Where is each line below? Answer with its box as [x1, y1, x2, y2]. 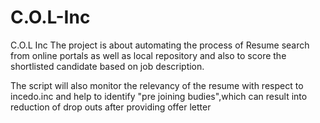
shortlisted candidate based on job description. [10, 60, 205, 72]
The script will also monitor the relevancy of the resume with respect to [10, 79, 304, 91]
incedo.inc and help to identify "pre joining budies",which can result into [10, 90, 308, 102]
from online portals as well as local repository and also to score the [10, 49, 287, 61]
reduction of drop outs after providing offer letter [10, 101, 212, 113]
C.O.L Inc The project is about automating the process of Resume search [10, 39, 310, 51]
